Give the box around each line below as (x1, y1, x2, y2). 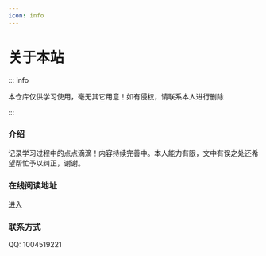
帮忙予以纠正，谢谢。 (14, 158, 85, 168)
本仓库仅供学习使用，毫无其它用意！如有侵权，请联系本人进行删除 (8, 91, 224, 101)
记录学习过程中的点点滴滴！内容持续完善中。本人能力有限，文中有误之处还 (8, 148, 252, 157)
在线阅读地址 (8, 180, 58, 191)
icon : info (8, 11, 44, 20)
